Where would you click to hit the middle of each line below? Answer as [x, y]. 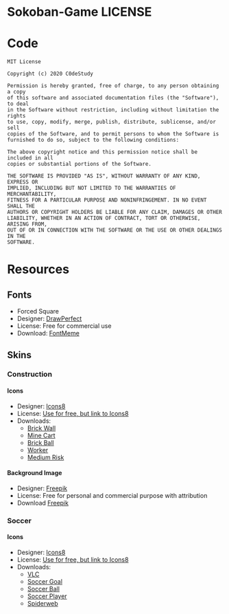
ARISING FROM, [27, 224]
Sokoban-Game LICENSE [80, 12]
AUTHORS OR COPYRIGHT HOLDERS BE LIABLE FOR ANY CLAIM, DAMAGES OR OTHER [115, 212]
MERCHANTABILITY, [32, 194]
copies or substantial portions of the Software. [80, 164]
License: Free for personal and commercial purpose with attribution [112, 495]
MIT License [24, 62]
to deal [18, 104]
